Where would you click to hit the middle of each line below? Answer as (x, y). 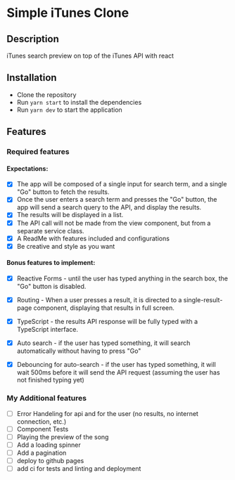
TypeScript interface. (47, 330)
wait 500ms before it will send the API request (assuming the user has (118, 372)
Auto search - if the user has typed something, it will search (103, 343)
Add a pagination (42, 453)
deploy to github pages (50, 460)
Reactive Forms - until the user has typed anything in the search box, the (122, 278)
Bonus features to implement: (51, 263)
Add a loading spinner (49, 445)
